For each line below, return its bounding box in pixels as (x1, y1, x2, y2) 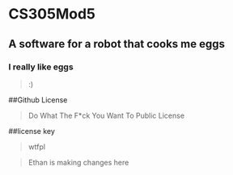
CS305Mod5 (8, 5, 95, 23)
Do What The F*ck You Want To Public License (28, 110, 184, 120)
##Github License (8, 94, 68, 105)
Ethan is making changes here (28, 157, 129, 167)
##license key (8, 126, 55, 135)
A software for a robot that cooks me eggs (8, 37, 225, 51)
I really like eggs (8, 61, 74, 73)
